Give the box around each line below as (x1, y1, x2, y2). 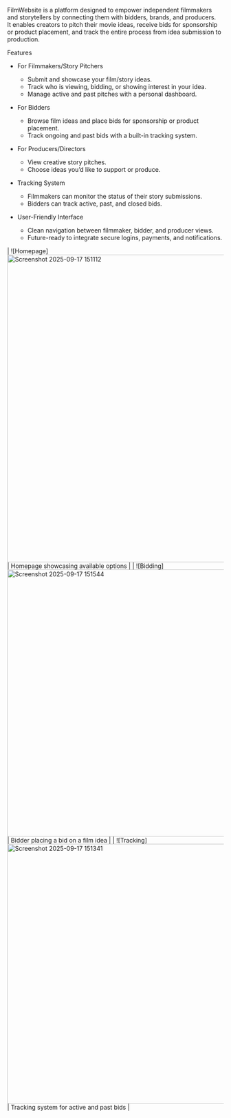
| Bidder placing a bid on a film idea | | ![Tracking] (7, 836, 148, 844)
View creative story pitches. (27, 158, 107, 166)
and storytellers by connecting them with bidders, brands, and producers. (7, 13, 217, 21)
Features (7, 48, 32, 57)
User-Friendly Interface (16, 213, 84, 221)
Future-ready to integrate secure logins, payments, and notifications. (27, 234, 223, 242)
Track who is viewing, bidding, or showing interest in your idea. (27, 83, 207, 90)
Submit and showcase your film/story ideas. (27, 75, 153, 84)
